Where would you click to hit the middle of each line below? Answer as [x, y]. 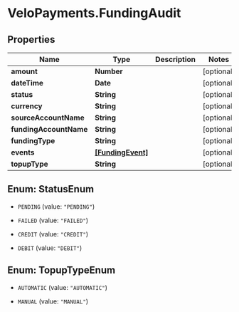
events [23, 152]
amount [24, 71]
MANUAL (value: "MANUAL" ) [53, 301]
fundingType [33, 141]
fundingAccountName [49, 129]
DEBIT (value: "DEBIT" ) [50, 248]
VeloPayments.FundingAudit [94, 13]
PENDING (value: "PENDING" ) [56, 206]
